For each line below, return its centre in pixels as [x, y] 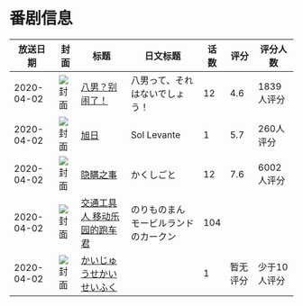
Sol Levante [156, 134]
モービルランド [162, 223]
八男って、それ [162, 80]
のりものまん [158, 210]
